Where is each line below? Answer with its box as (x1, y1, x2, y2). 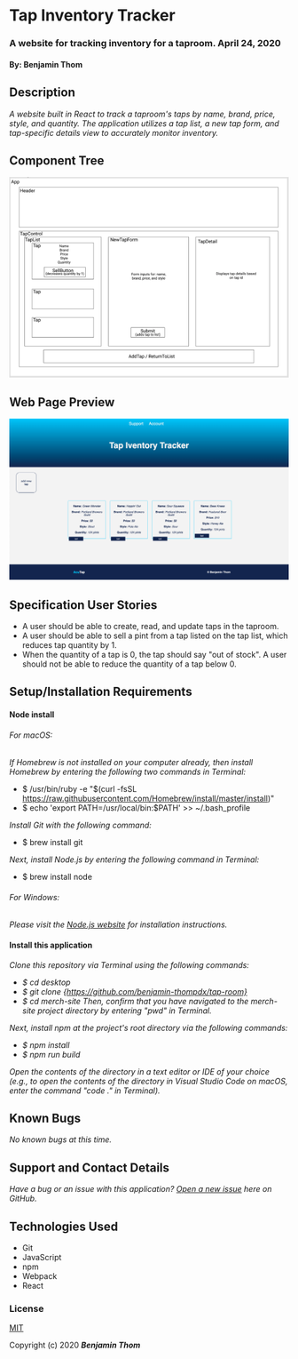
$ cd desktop (21, 977, 71, 987)
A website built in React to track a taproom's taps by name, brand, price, (9, 108, 276, 119)
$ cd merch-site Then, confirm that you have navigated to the (21, 995, 249, 1006)
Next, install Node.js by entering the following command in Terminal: (9, 854, 260, 865)
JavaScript (21, 1252, 62, 1263)
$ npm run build (21, 1049, 81, 1059)
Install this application (9, 939, 93, 951)
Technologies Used (9, 1219, 118, 1234)
